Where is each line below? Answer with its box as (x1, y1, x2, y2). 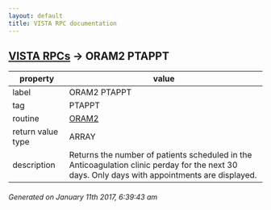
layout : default (8, 11, 63, 20)
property (19, 73, 55, 85)
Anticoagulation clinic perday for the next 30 (69, 159, 238, 170)
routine (12, 113, 40, 124)
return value (12, 126, 59, 137)
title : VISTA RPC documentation (8, 19, 117, 27)
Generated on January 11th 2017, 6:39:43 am (8, 191, 158, 202)
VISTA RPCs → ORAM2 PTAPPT (8, 49, 169, 63)
